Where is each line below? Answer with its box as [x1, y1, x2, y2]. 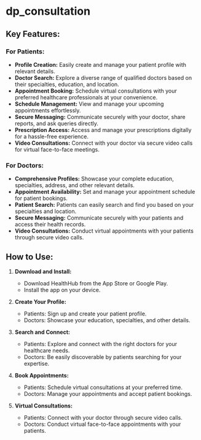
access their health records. [14, 221, 86, 228]
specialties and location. [14, 207, 77, 215]
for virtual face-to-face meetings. [14, 145, 100, 153]
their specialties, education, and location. [14, 80, 119, 88]
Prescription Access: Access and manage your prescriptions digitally [14, 126, 192, 133]
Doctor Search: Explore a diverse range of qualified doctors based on [14, 74, 192, 81]
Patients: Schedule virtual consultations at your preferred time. [23, 384, 183, 391]
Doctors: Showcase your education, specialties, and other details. [23, 316, 191, 323]
